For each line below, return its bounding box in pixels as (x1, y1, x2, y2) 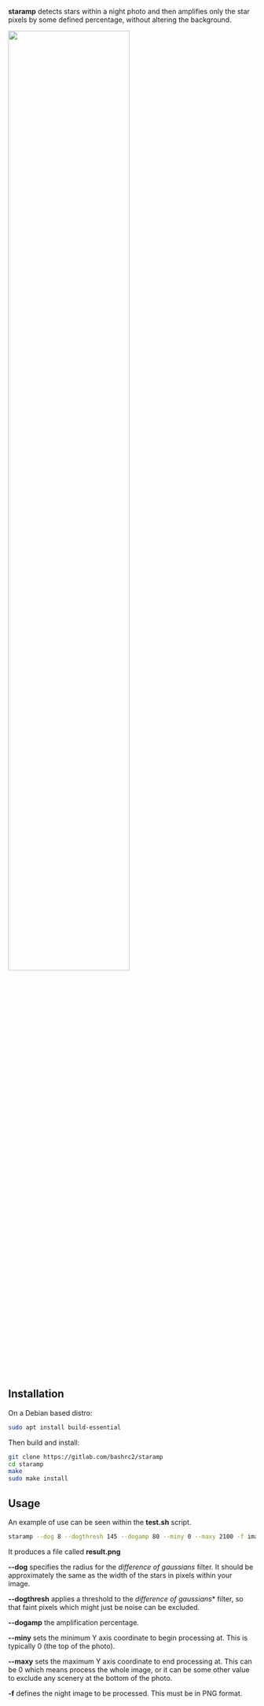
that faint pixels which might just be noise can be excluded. (8, 1602, 200, 1612)
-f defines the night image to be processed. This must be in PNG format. (8, 1688, 243, 1698)
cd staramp (8, 1460, 44, 1468)
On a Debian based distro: (8, 1408, 93, 1417)
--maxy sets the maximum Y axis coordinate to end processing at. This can (8, 1656, 253, 1666)
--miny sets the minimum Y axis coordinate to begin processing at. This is (8, 1633, 248, 1642)
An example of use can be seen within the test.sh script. (8, 1518, 192, 1527)
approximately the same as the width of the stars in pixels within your (8, 1570, 233, 1580)
